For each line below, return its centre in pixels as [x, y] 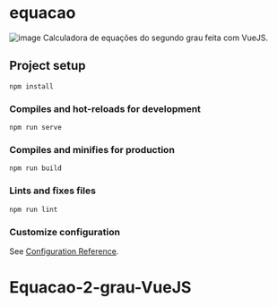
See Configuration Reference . [64, 251]
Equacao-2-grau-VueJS [100, 288]
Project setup [48, 66]
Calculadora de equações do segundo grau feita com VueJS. [156, 38]
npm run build [36, 168]
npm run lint [34, 209]
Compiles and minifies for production [92, 149]
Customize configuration [65, 232]
